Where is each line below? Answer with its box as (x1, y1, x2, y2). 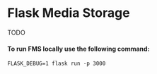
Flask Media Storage (7, 5, 130, 21)
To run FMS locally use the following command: (7, 44, 150, 53)
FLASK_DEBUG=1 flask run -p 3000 (7, 60, 106, 68)
